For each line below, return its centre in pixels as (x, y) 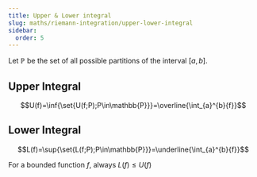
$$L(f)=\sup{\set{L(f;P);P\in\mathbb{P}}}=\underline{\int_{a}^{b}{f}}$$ (133, 149)
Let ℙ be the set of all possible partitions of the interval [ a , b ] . (108, 61)
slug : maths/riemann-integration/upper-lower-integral (101, 23)
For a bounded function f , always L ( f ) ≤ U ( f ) (80, 164)
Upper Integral (45, 86)
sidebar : (23, 30)
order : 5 (30, 38)
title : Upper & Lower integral (60, 15)
